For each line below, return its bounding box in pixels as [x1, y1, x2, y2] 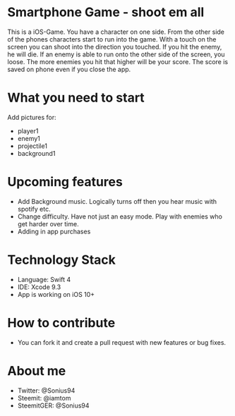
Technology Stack [7, 252, 116, 268]
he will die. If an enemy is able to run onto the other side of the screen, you [7, 50, 225, 59]
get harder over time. [17, 219, 79, 228]
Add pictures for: [7, 113, 56, 121]
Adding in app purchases [17, 227, 91, 235]
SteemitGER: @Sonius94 [17, 401, 90, 410]
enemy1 [17, 134, 41, 142]
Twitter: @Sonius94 [17, 386, 76, 395]
